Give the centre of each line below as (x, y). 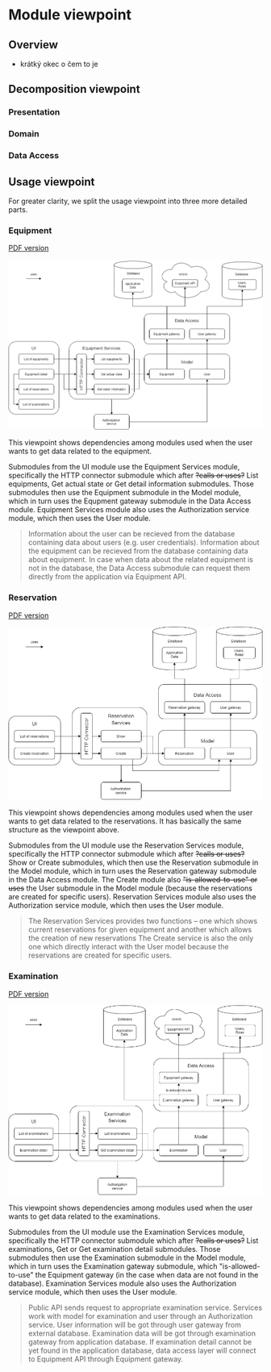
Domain (24, 134)
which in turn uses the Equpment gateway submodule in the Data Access (130, 501)
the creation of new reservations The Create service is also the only (141, 938)
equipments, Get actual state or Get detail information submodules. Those (131, 484)
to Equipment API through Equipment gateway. (106, 1359)
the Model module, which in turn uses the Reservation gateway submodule (132, 871)
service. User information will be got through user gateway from (135, 1325)
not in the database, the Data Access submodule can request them (139, 568)
